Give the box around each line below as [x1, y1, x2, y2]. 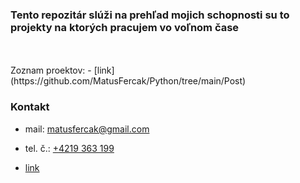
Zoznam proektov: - [10, 64, 92, 77]
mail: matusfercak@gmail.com [24, 123, 150, 135]
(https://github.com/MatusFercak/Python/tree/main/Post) [10, 75, 247, 87]
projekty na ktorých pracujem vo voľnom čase [10, 20, 240, 34]
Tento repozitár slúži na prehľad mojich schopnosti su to [10, 8, 290, 22]
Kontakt [10, 100, 50, 114]
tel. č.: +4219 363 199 [24, 142, 115, 154]
